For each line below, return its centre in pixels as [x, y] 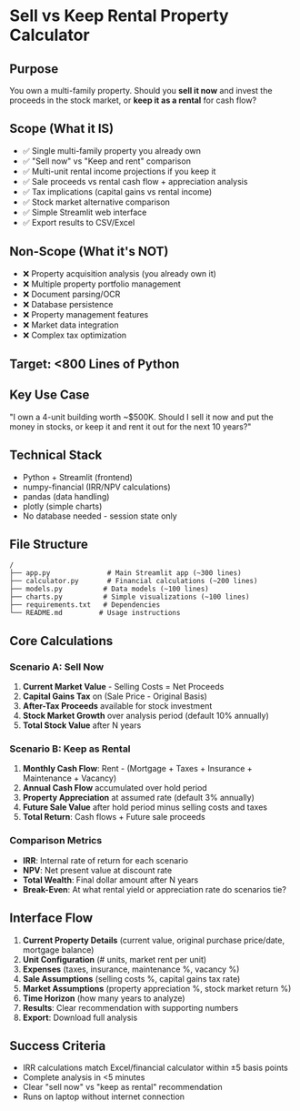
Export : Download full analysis [80, 1017]
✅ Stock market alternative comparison [96, 202]
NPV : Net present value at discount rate [97, 870]
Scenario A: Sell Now [57, 667]
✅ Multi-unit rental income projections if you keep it [119, 171]
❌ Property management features [85, 314]
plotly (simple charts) [62, 506]
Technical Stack [56, 455]
